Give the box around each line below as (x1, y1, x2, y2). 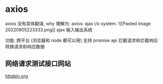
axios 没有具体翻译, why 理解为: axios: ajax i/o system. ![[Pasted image (5, 20, 151, 26)
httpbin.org (5, 73, 28, 79)
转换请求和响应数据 (5, 43, 45, 49)
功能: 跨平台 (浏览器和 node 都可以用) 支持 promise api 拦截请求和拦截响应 (5, 37, 158, 43)
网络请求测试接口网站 (5, 60, 71, 68)
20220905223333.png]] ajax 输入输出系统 (5, 26, 92, 33)
